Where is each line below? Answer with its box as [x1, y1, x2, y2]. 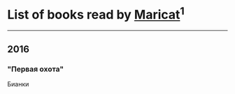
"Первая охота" [7, 64, 64, 74]
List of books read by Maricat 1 [7, 4, 185, 23]
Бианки [7, 79, 29, 88]
